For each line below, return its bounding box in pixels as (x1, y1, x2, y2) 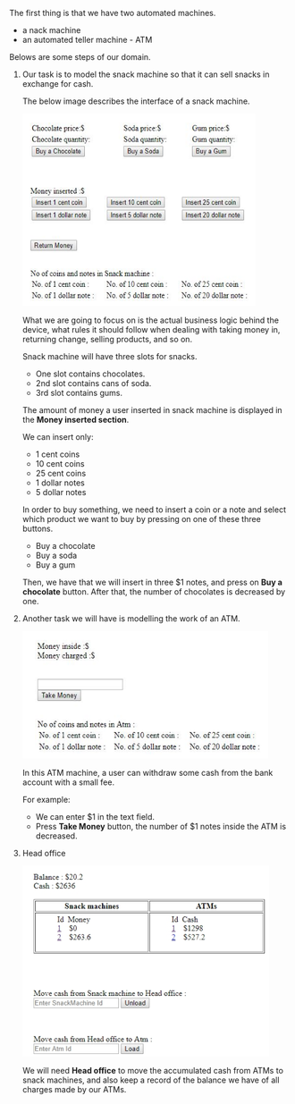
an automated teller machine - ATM (21, 35, 153, 45)
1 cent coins (35, 449, 80, 459)
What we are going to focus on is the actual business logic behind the (21, 315, 280, 325)
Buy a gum (35, 560, 76, 570)
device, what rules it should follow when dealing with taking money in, (21, 324, 281, 334)
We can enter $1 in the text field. (35, 812, 155, 822)
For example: (21, 795, 71, 805)
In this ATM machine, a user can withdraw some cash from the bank (21, 768, 274, 778)
